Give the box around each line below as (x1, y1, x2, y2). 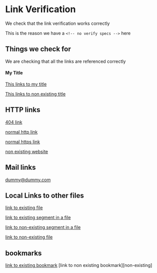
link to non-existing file (5, 234, 53, 240)
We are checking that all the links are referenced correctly (5, 58, 126, 64)
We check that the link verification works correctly (5, 20, 110, 26)
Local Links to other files (5, 191, 84, 200)
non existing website (5, 148, 48, 154)
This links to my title (5, 81, 47, 87)
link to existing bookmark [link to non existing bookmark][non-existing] (5, 262, 152, 268)
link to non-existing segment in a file (5, 224, 81, 230)
